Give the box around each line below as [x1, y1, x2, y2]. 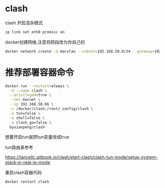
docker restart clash [5, 180, 50, 185]
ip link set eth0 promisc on [5, 29, 65, 34]
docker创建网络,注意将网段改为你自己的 [5, 39, 85, 45]
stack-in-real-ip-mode [5, 160, 51, 165]
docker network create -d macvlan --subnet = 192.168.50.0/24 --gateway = [5, 49, 155, 54]
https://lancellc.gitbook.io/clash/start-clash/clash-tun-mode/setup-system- [5, 154, 158, 160]
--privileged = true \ [9, 93, 52, 98]
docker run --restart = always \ [5, 83, 69, 88]
